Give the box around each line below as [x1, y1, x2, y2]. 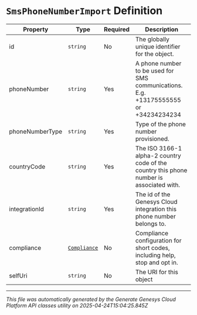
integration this [135, 205, 177, 213]
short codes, [135, 244, 170, 252]
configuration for [135, 236, 182, 244]
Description [145, 25, 179, 33]
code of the [135, 159, 167, 167]
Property [23, 25, 49, 33]
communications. [135, 81, 183, 89]
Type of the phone [135, 120, 186, 128]
